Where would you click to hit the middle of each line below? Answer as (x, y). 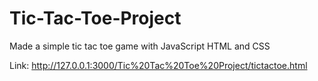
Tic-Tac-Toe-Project (95, 18)
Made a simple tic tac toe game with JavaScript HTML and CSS (140, 46)
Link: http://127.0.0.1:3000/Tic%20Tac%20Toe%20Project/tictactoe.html (158, 65)
